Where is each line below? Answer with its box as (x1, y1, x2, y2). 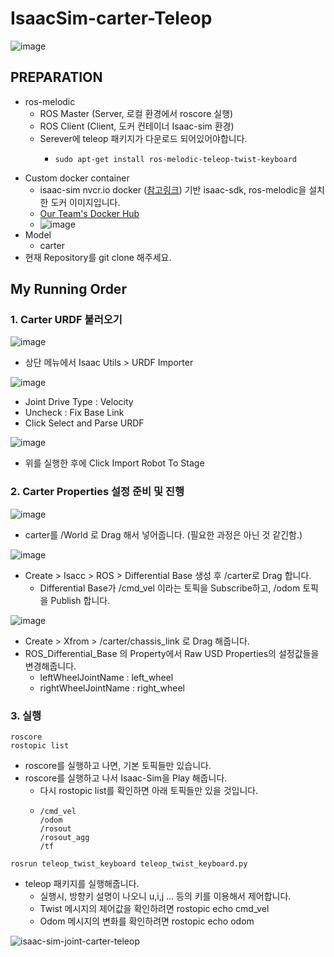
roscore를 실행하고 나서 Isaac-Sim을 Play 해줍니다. (24, 772, 228, 784)
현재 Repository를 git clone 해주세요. (24, 251, 172, 263)
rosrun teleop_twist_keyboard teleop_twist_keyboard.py (10, 859, 248, 869)
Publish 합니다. (50, 594, 111, 606)
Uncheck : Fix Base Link (24, 407, 125, 419)
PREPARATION (10, 69, 103, 86)
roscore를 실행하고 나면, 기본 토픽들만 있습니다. (24, 760, 212, 772)
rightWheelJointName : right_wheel (39, 682, 185, 694)
